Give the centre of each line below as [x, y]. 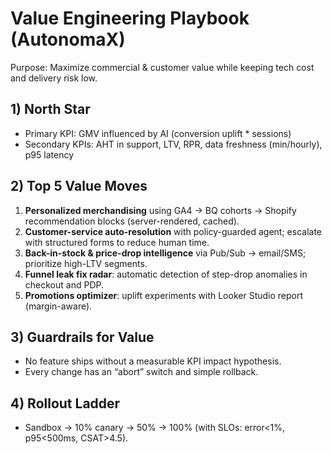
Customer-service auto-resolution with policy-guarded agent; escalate [173, 231]
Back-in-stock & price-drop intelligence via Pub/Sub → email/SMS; [165, 253]
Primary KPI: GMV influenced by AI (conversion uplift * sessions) [158, 133]
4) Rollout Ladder [65, 403]
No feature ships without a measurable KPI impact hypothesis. [153, 361]
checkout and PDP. [64, 284]
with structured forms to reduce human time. [117, 242]
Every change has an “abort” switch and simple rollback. [141, 372]
